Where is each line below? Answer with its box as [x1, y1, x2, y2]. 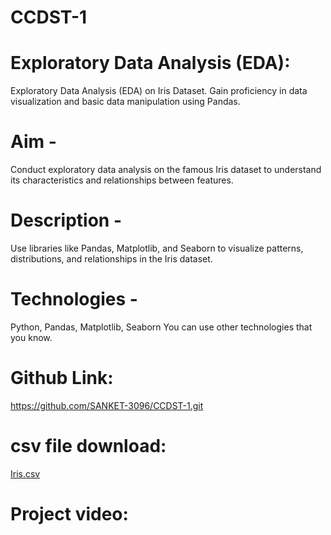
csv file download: [10, 435, 167, 458]
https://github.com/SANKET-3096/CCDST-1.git [10, 399, 204, 411]
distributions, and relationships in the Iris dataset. [10, 253, 213, 265]
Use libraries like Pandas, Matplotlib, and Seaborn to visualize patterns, [10, 242, 304, 254]
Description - [10, 209, 122, 232]
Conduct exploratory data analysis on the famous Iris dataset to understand [10, 164, 322, 176]
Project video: [10, 503, 129, 525]
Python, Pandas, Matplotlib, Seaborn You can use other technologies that [10, 321, 313, 333]
